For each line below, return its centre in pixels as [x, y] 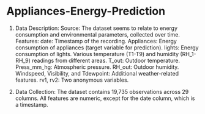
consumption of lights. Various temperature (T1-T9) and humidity [97, 54]
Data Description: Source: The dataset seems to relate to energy [96, 28]
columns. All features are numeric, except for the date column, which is [105, 98]
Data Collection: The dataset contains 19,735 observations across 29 [102, 91]
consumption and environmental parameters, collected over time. [98, 34]
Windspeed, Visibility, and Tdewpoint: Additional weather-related [97, 73]
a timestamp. [32, 104]
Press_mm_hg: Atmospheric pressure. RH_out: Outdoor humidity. [97, 67]
